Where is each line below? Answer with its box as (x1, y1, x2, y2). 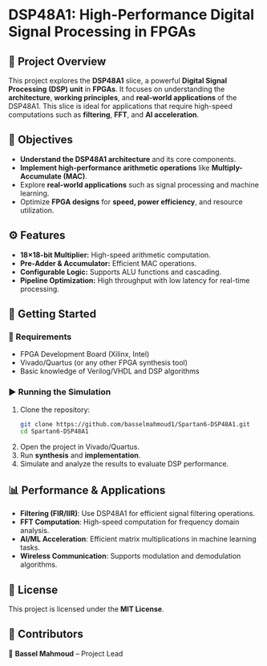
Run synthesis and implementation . (19, 450, 141, 460)
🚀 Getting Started (8, 307, 97, 321)
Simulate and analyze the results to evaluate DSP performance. (19, 459, 229, 469)
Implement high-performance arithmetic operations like (19, 163, 210, 172)
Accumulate (19, 171, 62, 181)
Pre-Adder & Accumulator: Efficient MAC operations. (19, 258, 197, 268)
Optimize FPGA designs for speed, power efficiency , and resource (19, 196, 243, 206)
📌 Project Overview (8, 54, 107, 68)
